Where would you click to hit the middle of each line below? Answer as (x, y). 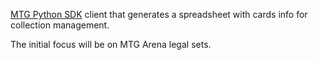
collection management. (60, 25)
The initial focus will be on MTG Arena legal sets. (111, 44)
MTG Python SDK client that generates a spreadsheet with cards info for (159, 14)
